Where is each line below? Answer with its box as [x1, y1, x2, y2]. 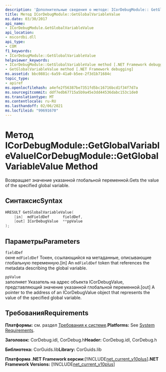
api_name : [5, 21, 26, 26]
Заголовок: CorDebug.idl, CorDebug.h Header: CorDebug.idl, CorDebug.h [5, 336, 157, 343]
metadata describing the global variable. [5, 265, 87, 271]
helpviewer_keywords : [5, 58, 50, 63]
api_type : [5, 39, 26, 44]
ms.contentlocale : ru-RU [5, 99, 56, 104]
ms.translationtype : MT [5, 94, 54, 99]
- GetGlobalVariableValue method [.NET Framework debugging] [5, 67, 134, 72]
